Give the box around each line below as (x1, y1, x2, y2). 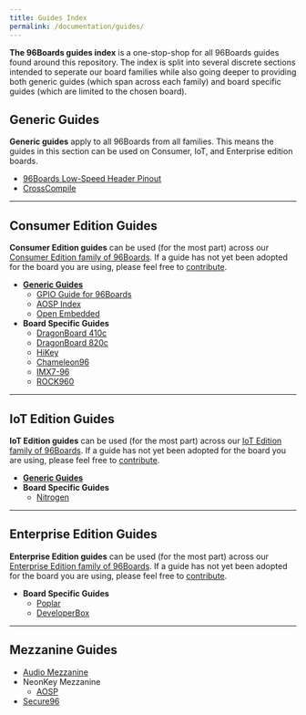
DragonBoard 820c (36, 337, 109, 348)
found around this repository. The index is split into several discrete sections (9, 57, 296, 67)
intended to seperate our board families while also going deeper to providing (9, 66, 297, 78)
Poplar (36, 597, 61, 608)
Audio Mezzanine (22, 667, 89, 678)
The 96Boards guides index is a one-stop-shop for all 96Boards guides (9, 47, 280, 57)
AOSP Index (36, 298, 82, 310)
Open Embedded (36, 308, 100, 319)
